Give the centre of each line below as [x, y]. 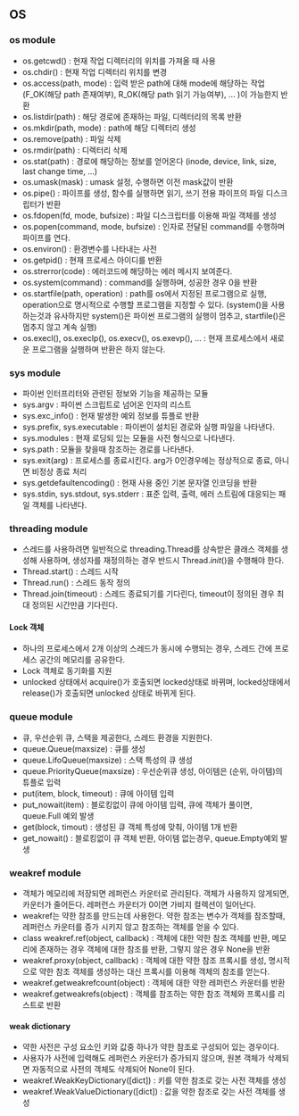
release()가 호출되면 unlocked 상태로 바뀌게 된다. [109, 693]
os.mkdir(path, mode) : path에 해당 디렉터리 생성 [109, 128]
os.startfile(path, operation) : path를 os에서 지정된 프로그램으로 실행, [145, 293]
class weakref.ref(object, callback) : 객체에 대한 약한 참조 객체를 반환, [146, 938]
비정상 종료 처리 [59, 471]
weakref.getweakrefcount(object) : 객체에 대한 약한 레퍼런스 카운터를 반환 [154, 983]
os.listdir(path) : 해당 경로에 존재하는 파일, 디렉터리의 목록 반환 [132, 116]
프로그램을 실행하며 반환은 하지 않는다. [99, 349]
